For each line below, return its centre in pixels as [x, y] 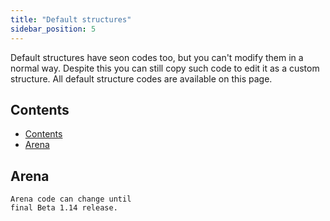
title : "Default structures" [71, 19]
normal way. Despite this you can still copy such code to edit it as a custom [165, 68]
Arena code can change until [71, 199]
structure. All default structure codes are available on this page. [141, 78]
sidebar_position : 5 [53, 29]
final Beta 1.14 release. [64, 208]
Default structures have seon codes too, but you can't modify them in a [157, 57]
